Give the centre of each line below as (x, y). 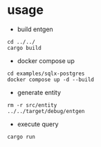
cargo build (24, 48)
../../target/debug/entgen (46, 111)
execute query (38, 124)
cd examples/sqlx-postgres (46, 73)
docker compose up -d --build (51, 79)
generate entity (39, 92)
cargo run (21, 137)
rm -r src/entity (32, 105)
